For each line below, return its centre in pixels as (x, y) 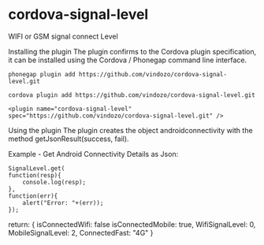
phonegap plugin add (42, 74)
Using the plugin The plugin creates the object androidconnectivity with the (131, 130)
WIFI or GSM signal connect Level (63, 36)
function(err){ (33, 196)
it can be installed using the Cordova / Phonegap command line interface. (128, 60)
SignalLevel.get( (37, 168)
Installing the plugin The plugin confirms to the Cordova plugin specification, (132, 51)
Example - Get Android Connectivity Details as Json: (93, 154)
